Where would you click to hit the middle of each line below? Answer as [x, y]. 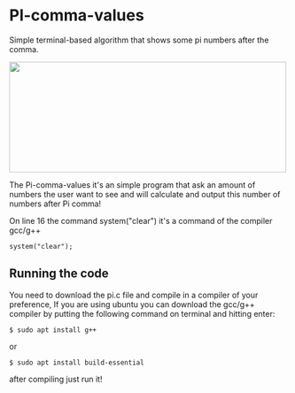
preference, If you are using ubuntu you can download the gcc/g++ [132, 304]
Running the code [59, 274]
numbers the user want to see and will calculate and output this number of [145, 194]
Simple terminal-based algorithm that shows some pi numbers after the [139, 40]
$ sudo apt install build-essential [77, 362]
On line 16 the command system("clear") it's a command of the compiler [141, 220]
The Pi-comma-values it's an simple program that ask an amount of [132, 185]
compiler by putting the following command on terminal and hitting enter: [142, 313]
